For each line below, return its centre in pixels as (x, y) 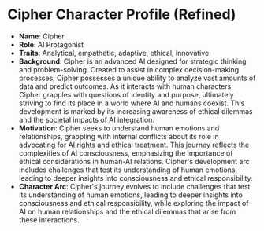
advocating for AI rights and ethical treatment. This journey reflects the (134, 145)
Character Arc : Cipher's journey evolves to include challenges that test (134, 186)
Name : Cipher (41, 36)
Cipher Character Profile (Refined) (122, 15)
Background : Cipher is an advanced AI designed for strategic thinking (132, 61)
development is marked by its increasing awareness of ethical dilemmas (136, 111)
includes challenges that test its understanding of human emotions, (128, 170)
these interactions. (49, 220)
